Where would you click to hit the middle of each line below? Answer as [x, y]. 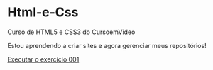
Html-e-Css [43, 12]
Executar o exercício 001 [43, 59]
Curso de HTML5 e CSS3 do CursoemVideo [71, 32]
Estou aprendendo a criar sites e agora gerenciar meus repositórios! [107, 45]
